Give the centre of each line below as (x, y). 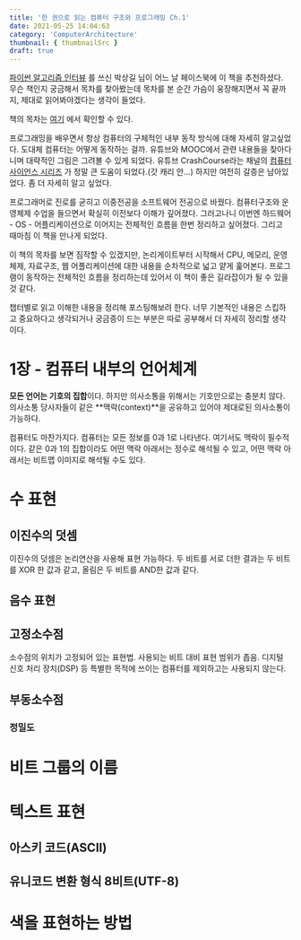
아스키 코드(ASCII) (58, 848)
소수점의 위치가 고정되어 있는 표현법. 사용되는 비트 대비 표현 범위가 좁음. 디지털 (146, 657)
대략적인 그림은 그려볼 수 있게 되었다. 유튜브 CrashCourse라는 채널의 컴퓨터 (159, 161)
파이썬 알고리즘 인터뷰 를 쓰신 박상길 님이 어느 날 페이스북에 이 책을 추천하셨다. (146, 78)
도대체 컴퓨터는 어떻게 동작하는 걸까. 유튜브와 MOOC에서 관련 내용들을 (145, 150)
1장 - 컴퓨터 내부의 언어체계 (103, 370)
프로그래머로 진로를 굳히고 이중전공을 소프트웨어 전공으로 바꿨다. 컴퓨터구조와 (145, 202)
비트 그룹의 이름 (64, 767)
